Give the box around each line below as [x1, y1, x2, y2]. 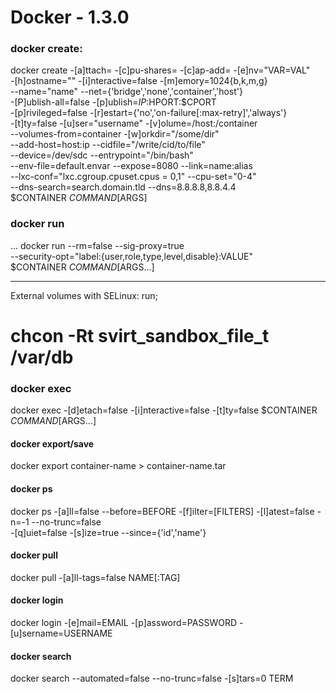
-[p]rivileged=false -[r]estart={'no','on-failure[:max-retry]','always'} [10, 107, 288, 119]
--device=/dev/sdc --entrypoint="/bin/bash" [10, 149, 194, 161]
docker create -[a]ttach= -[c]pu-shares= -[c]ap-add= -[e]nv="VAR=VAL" [10, 64, 311, 76]
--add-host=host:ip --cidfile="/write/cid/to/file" [10, 139, 206, 151]
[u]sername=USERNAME [10, 627, 113, 640]
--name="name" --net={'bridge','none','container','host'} [10, 86, 243, 98]
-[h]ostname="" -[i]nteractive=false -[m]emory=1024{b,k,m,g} [10, 75, 268, 87]
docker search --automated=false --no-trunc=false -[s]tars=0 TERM [10, 672, 294, 685]
